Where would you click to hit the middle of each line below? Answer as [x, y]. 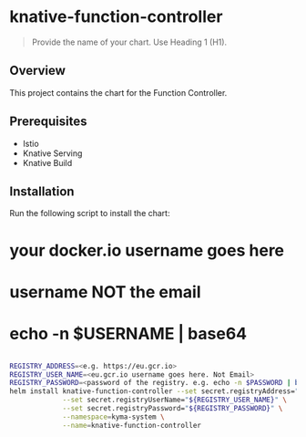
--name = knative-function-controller [132, 425]
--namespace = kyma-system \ [114, 417]
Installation [42, 191]
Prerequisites [48, 122]
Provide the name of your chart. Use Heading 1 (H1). [129, 42]
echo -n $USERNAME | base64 [128, 333]
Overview [38, 71]
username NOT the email [106, 291]
